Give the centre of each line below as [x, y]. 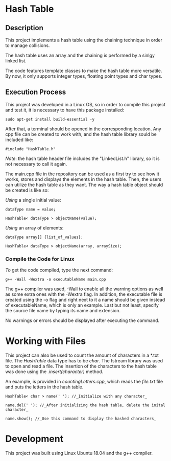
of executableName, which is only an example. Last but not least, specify [82, 305]
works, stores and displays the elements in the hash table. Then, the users [83, 179]
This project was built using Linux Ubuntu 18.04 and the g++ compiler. [79, 453]
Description [24, 28]
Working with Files [45, 341]
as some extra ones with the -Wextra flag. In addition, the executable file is [84, 294]
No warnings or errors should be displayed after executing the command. [82, 320]
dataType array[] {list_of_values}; [44, 237]
